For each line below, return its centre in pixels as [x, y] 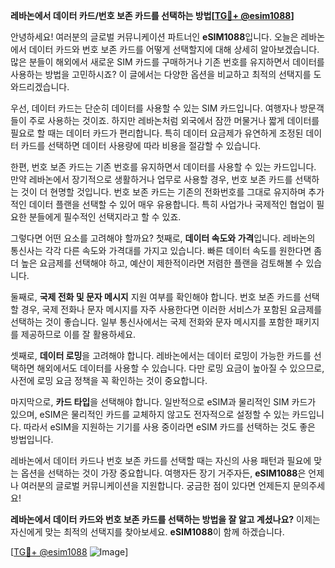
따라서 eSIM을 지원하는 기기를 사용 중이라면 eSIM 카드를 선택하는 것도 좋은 [169, 427]
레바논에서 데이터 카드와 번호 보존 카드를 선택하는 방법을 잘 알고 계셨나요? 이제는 [165, 519]
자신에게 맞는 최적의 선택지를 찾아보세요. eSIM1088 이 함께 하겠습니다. [147, 532]
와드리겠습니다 [39, 87]
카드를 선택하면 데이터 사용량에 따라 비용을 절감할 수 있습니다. [141, 145]
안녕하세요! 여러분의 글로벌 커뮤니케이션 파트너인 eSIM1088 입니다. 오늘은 [154, 37]
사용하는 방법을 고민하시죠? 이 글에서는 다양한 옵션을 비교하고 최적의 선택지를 [161, 74]
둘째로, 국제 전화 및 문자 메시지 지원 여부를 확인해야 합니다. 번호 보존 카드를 [156, 297]
